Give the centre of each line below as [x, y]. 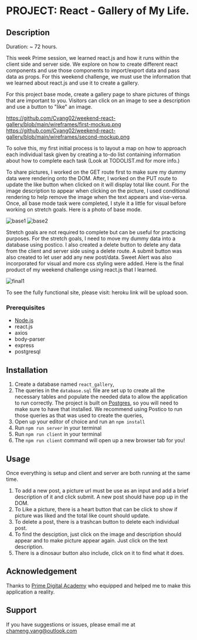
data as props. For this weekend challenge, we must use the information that [98, 77]
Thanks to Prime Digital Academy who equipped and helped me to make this [98, 585]
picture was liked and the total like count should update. [82, 516]
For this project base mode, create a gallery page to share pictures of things [98, 94]
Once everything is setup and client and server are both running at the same [98, 473]
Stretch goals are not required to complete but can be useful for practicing [96, 232]
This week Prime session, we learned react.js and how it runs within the [93, 58]
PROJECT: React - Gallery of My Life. [98, 11]
